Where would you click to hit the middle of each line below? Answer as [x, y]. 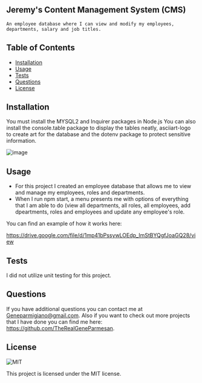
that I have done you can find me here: [54, 322]
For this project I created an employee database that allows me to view [103, 186]
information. [21, 141]
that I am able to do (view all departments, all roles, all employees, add [103, 206]
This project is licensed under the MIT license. [64, 373]
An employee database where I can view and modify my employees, [90, 24]
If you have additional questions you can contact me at [75, 309]
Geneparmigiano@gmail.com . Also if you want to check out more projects [98, 315]
